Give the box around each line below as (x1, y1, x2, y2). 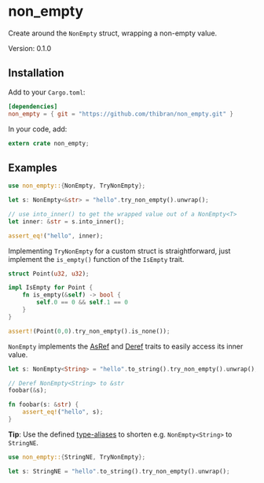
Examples (8, 160, 57, 175)
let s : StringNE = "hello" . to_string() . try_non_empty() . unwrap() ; (8, 467, 230, 475)
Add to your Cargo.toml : (8, 87, 86, 97)
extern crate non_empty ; (8, 139, 90, 147)
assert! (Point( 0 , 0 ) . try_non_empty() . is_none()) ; (8, 327, 170, 335)
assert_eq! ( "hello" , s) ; (22, 408, 104, 416)
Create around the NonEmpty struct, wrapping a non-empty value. (8, 28, 218, 38)
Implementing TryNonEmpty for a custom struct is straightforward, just (8, 246, 231, 256)
